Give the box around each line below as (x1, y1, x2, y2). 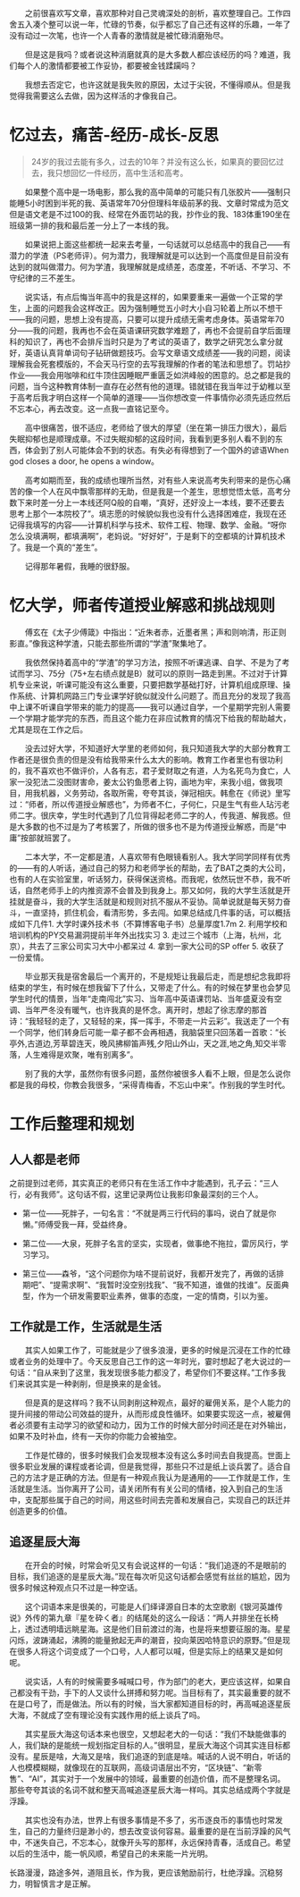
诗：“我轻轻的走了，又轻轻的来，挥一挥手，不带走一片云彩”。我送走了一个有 (9, 1016, 290, 1026)
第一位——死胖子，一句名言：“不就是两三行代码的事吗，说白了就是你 (21, 1208, 277, 1218)
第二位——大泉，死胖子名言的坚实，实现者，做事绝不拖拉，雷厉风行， (21, 1237, 281, 1249)
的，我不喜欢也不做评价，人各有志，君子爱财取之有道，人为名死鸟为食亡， (9, 765, 283, 776)
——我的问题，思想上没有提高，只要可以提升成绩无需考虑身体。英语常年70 (9, 314, 285, 325)
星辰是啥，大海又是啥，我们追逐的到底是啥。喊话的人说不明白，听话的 (32, 1750, 291, 1761)
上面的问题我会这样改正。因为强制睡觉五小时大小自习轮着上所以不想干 (24, 302, 283, 313)
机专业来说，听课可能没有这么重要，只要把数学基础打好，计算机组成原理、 (9, 679, 283, 690)
